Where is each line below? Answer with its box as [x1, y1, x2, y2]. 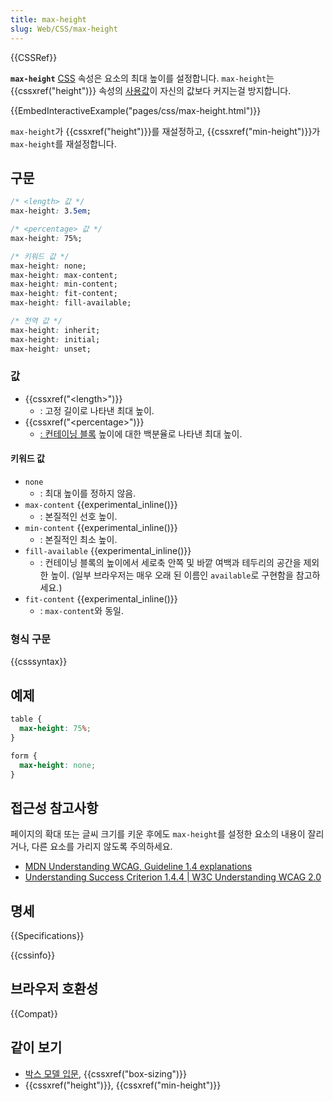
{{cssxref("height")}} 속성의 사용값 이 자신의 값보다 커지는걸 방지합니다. [10, 84, 292, 96]
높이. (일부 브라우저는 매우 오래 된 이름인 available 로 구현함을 [50, 569, 294, 581]
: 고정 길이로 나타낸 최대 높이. [39, 404, 155, 416]
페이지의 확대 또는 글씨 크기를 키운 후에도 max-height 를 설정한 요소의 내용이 [10, 828, 306, 840]
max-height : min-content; [10, 279, 118, 290]
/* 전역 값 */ [10, 316, 63, 326]
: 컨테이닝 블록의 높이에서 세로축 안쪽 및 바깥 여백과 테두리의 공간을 [39, 557, 302, 569]
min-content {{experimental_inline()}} [24, 522, 178, 534]
